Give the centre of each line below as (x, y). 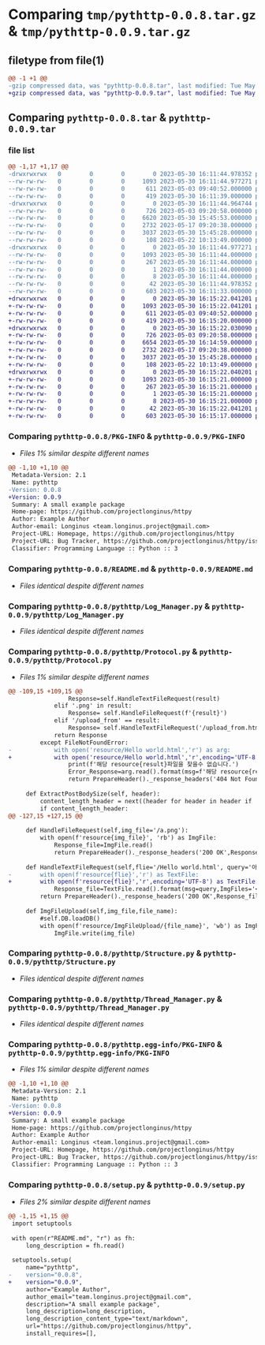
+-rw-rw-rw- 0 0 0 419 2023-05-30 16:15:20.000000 (130, 321)
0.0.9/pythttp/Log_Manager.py (66, 615)
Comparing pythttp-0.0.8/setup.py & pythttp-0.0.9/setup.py (127, 1184)
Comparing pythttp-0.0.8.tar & (88, 118)
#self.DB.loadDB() (70, 918)
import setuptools (42, 1224)
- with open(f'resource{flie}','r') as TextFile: (104, 874)
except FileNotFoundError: (84, 743)
